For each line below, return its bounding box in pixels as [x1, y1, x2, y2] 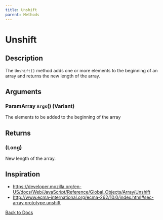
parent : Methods [5, 12, 39, 17]
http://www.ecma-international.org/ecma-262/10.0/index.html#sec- [12, 194, 154, 200]
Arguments [5, 87, 42, 96]
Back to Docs [5, 209, 33, 215]
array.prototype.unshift [12, 199, 61, 205]
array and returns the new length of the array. [5, 73, 100, 79]
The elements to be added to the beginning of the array [5, 114, 121, 120]
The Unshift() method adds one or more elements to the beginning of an [5, 67, 158, 73]
